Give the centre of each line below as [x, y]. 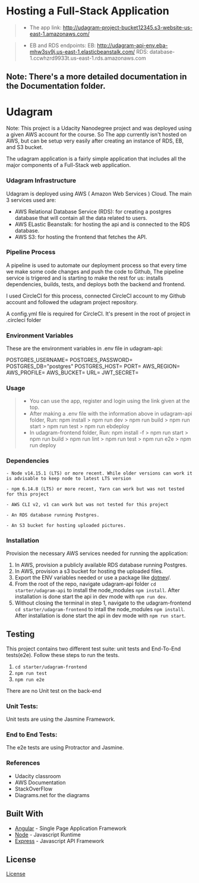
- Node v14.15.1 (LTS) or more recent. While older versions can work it [99, 473]
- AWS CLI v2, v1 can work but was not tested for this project [87, 504]
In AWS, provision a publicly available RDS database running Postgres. [101, 565]
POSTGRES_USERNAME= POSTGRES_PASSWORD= [70, 360]
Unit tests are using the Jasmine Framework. [61, 719]
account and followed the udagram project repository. [72, 302]
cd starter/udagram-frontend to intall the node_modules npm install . [100, 609]
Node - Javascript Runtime [48, 834]
